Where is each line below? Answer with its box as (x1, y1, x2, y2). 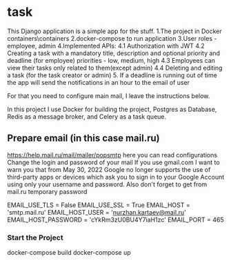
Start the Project (7, 233, 63, 242)
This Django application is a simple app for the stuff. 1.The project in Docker (7, 27, 222, 35)
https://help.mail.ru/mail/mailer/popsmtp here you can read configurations (7, 150, 218, 159)
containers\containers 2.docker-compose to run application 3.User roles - (7, 34, 217, 42)
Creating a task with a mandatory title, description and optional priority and (7, 49, 221, 57)
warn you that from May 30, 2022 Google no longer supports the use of (7, 165, 211, 173)
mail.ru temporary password (7, 187, 88, 195)
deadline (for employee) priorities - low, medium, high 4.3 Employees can (7, 56, 216, 64)
